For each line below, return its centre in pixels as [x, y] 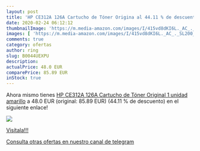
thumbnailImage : [26, 28]
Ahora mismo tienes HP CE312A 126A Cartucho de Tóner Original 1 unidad [97, 95]
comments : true [25, 39]
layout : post [22, 12]
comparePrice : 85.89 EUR [37, 73]
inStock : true [24, 78]
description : [22, 61]
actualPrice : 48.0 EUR [34, 67]
